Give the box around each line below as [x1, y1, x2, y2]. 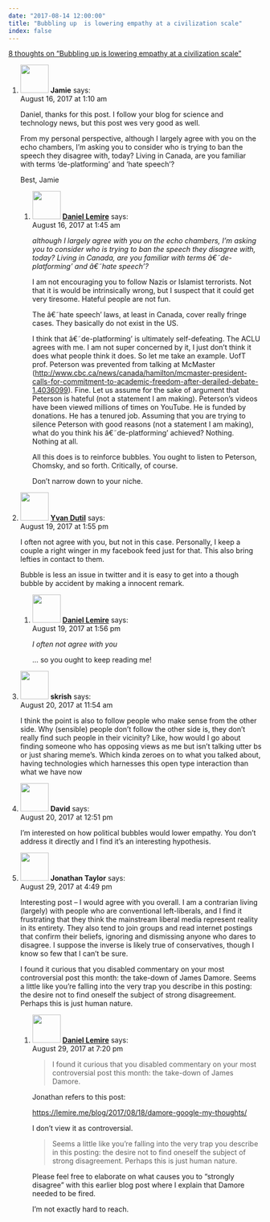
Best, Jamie [19, 175, 59, 185]
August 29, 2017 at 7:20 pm [31, 1044, 124, 1054]
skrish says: [50, 692, 92, 701]
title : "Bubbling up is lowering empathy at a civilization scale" [8, 19, 243, 27]
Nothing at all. [31, 436, 79, 447]
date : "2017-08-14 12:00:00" [8, 11, 106, 20]
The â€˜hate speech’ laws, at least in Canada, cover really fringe [31, 310, 247, 320]
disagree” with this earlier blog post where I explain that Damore [31, 1180, 245, 1190]
